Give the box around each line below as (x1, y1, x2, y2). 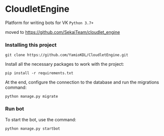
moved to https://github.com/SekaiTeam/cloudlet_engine (5, 29, 120, 35)
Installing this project (5, 41, 57, 48)
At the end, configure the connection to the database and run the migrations (5, 80, 160, 85)
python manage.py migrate (5, 94, 58, 99)
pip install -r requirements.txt (5, 71, 74, 76)
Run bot (5, 106, 25, 112)
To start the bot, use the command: (5, 116, 77, 122)
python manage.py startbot (5, 126, 60, 131)
